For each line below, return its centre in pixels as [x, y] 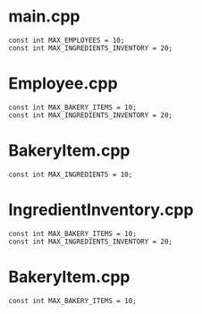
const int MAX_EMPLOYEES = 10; [67, 40]
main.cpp [44, 17]
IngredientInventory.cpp [101, 210]
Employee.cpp [63, 84]
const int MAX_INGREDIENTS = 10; [71, 174]
